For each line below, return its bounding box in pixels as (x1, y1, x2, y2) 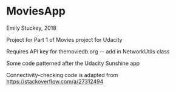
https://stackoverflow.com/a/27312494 (6, 78, 104, 85)
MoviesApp (6, 4, 66, 18)
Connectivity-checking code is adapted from (6, 71, 118, 78)
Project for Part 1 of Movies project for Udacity (6, 36, 123, 43)
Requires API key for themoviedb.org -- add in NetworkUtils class (6, 47, 170, 55)
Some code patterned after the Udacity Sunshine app (6, 59, 140, 67)
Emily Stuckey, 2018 (6, 24, 56, 32)
